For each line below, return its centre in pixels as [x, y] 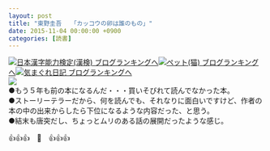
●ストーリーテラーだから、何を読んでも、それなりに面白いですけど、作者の [135, 101]
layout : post [30, 16]
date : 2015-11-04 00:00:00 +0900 [65, 31]
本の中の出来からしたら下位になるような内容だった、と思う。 [111, 111]
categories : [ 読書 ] [40, 38]
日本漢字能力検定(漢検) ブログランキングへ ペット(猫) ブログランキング [138, 62]
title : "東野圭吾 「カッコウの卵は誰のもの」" [80, 23]
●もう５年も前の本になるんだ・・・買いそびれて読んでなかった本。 [122, 90]
